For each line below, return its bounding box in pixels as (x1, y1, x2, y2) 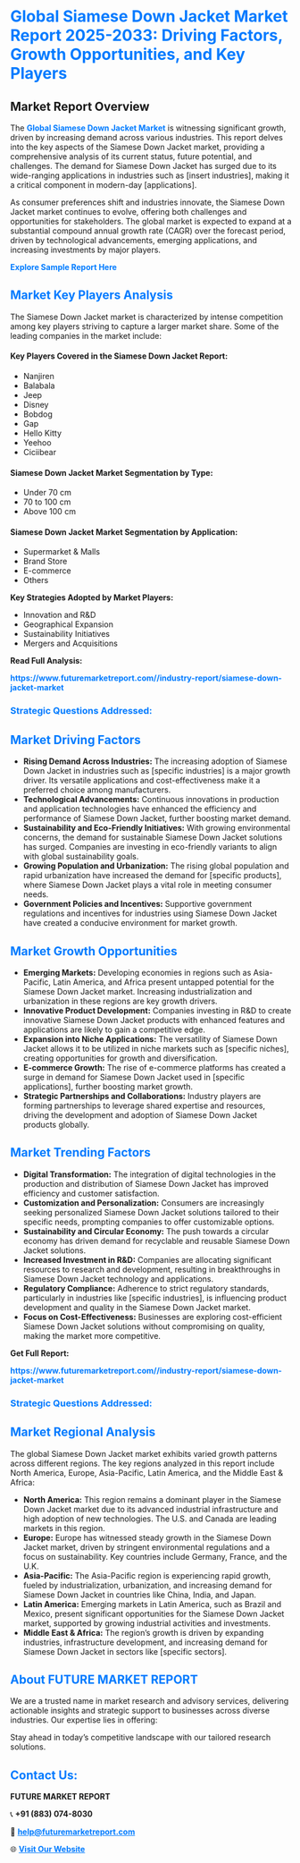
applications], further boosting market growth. (22, 1080, 194, 1092)
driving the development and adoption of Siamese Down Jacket (22, 1109, 258, 1120)
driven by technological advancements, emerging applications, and (10, 235, 258, 245)
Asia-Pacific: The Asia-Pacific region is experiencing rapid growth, (22, 1570, 271, 1580)
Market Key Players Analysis (10, 288, 173, 303)
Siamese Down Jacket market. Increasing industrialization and (22, 986, 253, 996)
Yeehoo (22, 437, 52, 448)
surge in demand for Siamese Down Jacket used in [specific (22, 1071, 245, 1082)
